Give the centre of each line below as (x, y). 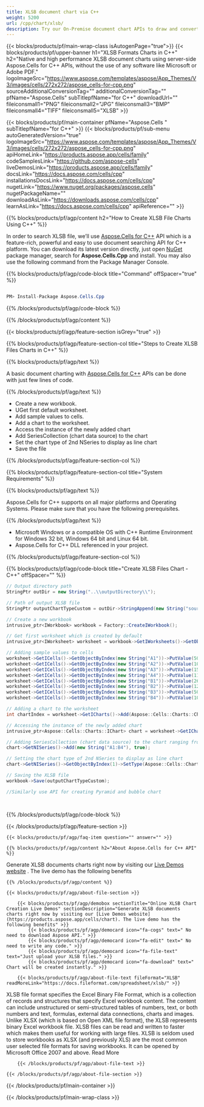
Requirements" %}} (31, 479)
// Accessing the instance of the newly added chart (74, 725)
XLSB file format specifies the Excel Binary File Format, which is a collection (101, 994)
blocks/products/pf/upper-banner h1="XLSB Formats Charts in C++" (92, 53)
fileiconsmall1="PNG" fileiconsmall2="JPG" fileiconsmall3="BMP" (88, 104)
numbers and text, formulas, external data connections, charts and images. (100, 1013)
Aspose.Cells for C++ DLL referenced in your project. (82, 545)
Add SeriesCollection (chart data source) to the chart (81, 436)
